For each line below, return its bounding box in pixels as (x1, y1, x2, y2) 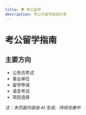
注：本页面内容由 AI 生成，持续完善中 (5, 104, 81, 111)
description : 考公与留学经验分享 (5, 12, 67, 17)
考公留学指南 (5, 34, 57, 46)
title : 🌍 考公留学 (5, 7, 41, 12)
